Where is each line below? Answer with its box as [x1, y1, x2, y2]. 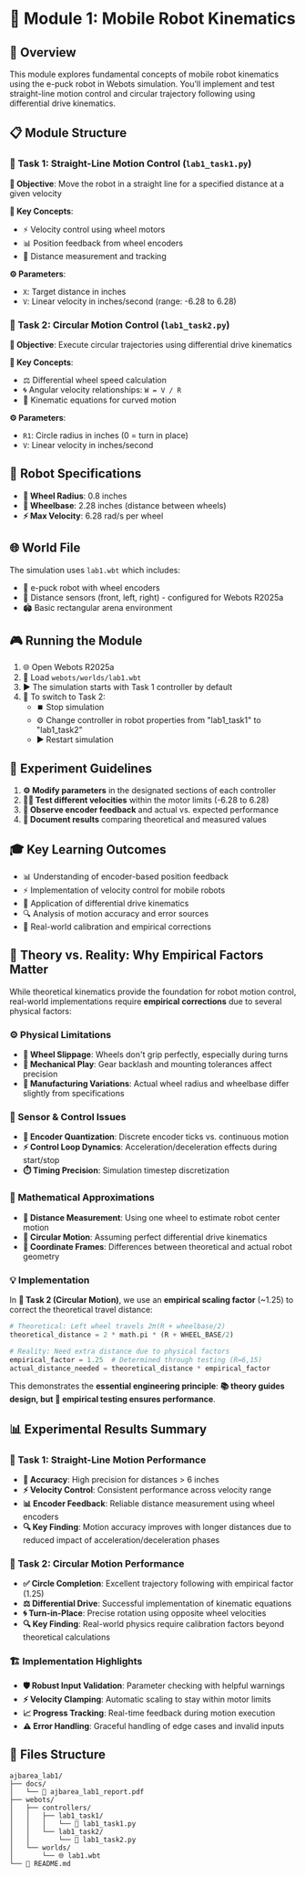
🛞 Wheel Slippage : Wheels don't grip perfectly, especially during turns [22, 1049, 289, 1060]
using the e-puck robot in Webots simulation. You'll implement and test [9, 79, 275, 89]
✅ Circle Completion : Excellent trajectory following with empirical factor [22, 1578, 294, 1589]
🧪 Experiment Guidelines [9, 760, 153, 776]
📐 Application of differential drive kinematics [22, 898, 189, 909]
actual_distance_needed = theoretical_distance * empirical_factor [9, 1364, 271, 1373]
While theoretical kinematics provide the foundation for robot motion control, [9, 986, 297, 997]
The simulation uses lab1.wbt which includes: [9, 564, 180, 575]
